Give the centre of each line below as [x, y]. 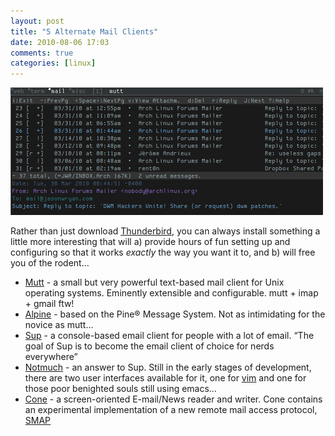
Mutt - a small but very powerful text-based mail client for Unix [154, 282]
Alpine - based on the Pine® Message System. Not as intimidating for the [175, 314]
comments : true [42, 53]
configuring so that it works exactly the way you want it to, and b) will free [163, 252]
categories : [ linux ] [53, 63]
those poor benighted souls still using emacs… [120, 389]
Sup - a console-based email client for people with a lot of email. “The [169, 336]
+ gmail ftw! [49, 304]
